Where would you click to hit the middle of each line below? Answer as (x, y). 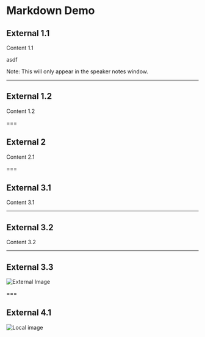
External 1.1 (28, 33)
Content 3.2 (21, 242)
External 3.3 (30, 267)
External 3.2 (30, 227)
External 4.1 (29, 313)
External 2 (26, 142)
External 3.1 (29, 188)
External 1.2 (29, 96)
